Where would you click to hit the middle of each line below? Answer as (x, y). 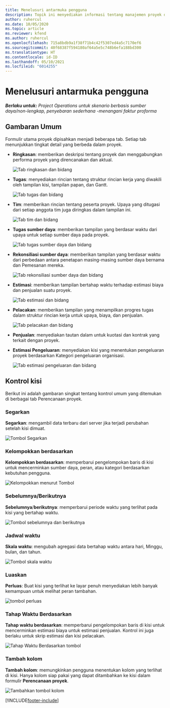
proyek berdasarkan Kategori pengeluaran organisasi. (69, 355)
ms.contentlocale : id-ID (31, 57)
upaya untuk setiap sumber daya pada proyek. (61, 235)
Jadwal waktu (23, 535)
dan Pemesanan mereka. (38, 265)
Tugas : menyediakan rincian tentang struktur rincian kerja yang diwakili (87, 179)
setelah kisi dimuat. (25, 428)
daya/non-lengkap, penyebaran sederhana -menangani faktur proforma (81, 111)
